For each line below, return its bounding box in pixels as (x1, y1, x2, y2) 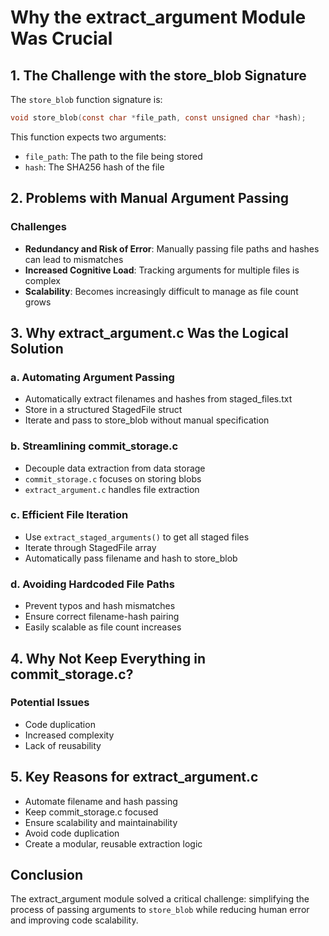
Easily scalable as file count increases (24, 621, 182, 633)
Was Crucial (10, 27, 113, 50)
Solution (10, 340, 64, 357)
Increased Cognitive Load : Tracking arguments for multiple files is (24, 264, 300, 276)
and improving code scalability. (10, 914, 139, 926)
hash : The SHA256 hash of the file (24, 161, 165, 173)
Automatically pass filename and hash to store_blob (24, 552, 238, 564)
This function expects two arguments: (10, 131, 167, 143)
